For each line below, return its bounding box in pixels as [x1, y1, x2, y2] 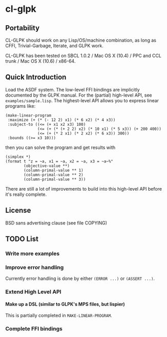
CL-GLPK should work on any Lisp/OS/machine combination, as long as [5, 37, 156, 43]
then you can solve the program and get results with [5, 144, 116, 151]
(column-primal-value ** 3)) [24, 177, 86, 182]
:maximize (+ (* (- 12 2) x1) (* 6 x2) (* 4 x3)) [7, 117, 116, 122]
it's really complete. [5, 191, 47, 197]
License [5, 206, 31, 215]
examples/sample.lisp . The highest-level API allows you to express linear [5, 97, 159, 103]
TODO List [5, 235, 38, 244]
